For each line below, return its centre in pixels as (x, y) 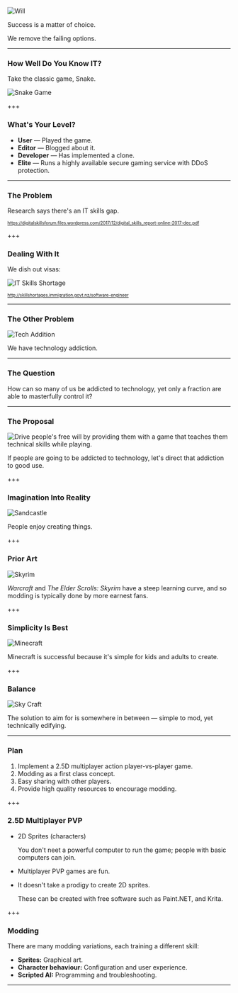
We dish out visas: (34, 269)
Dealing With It (33, 254)
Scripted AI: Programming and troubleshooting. (87, 975)
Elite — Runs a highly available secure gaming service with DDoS (113, 162)
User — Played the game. (55, 140)
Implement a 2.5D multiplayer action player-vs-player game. (105, 766)
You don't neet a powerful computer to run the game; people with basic (122, 850)
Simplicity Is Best (38, 627)
